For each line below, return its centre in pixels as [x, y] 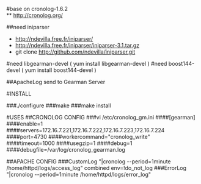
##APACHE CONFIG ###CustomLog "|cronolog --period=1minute [89, 161]
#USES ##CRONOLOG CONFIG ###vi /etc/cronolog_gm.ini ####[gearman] [101, 117]
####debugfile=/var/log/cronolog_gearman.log [66, 150]
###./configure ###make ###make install [59, 105]
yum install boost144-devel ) [60, 70]
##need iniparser [28, 27]
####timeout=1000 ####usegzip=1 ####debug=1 [69, 143]
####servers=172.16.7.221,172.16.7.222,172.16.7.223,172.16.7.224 [86, 130]
